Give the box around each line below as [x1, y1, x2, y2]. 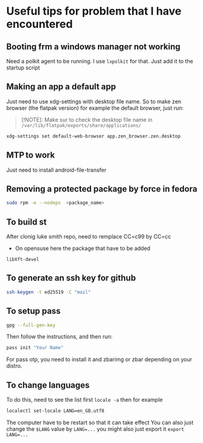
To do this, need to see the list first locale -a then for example [6, 396, 163, 403]
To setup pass [6, 306, 61, 316]
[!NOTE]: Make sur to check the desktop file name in [21, 116, 153, 123]
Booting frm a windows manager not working [6, 41, 181, 52]
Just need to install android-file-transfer [6, 166, 107, 173]
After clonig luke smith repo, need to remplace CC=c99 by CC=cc [6, 233, 171, 240]
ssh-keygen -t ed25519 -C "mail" [6, 289, 91, 295]
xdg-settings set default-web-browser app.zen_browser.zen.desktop [6, 133, 181, 139]
